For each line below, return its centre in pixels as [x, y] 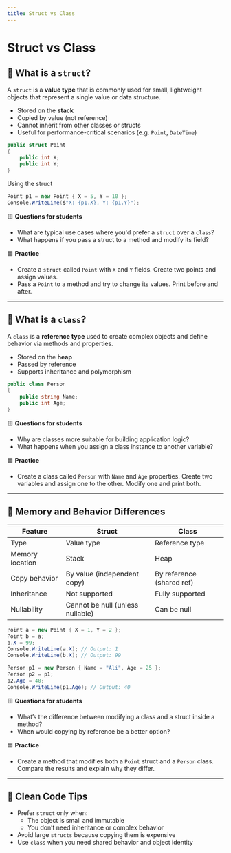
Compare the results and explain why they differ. [86, 768]
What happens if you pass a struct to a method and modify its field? [113, 239]
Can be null [173, 609]
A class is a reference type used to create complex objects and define [108, 336]
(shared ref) [174, 582]
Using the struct [30, 184]
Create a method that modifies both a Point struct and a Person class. [115, 761]
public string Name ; [49, 397]
